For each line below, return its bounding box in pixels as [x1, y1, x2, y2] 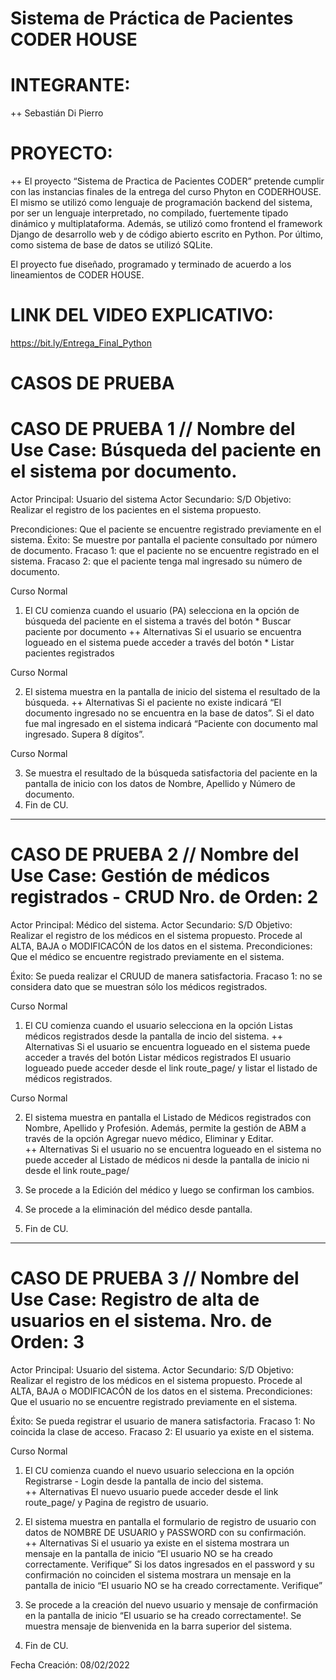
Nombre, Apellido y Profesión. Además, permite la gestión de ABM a [24, 1122, 307, 1134]
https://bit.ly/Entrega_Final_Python [10, 337, 153, 349]
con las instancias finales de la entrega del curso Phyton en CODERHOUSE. [10, 186, 322, 198]
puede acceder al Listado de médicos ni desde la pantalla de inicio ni [24, 1154, 310, 1166]
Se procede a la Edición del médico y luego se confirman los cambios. [24, 1184, 315, 1196]
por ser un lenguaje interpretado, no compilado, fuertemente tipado [10, 207, 289, 219]
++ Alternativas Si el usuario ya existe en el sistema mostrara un [24, 1537, 290, 1549]
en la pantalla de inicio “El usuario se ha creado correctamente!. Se [24, 1610, 302, 1621]
